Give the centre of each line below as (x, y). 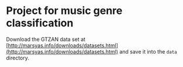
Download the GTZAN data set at (46, 39)
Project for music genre (64, 11)
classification (40, 23)
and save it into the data (148, 51)
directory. (18, 58)
